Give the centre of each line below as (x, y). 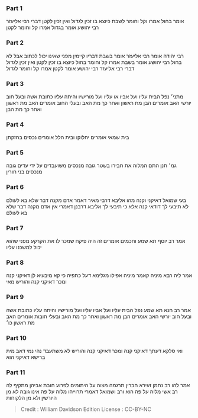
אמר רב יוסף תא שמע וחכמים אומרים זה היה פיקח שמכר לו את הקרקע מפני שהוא (96, 241)
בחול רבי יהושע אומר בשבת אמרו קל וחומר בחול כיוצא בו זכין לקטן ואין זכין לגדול (94, 62)
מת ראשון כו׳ (21, 322)
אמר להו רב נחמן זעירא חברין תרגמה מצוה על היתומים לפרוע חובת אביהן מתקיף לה (98, 385)
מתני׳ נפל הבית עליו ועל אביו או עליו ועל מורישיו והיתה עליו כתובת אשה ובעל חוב (95, 97)
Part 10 (16, 337)
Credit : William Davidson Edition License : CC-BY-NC (86, 409)
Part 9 (15, 297)
